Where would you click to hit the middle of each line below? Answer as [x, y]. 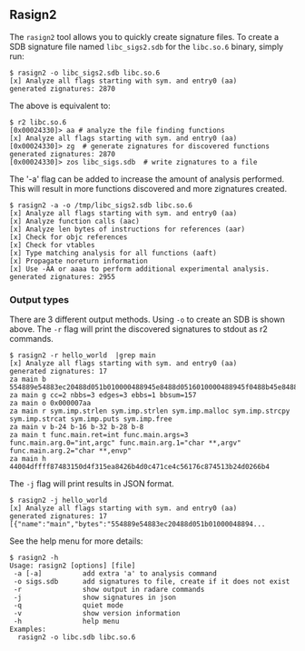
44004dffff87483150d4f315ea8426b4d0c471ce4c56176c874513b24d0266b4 [140, 467]
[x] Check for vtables [52, 245]
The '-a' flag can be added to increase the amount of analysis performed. [147, 179]
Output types [39, 299]
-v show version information [97, 614]
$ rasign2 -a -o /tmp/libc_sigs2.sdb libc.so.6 [101, 205]
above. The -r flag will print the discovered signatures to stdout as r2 [138, 329]
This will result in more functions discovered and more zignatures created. [148, 188]
